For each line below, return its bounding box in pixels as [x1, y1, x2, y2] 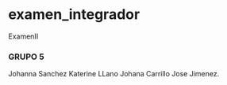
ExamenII [8, 31, 39, 41]
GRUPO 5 [8, 51, 45, 62]
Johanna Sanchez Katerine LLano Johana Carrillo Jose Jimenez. [8, 69, 220, 79]
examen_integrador [8, 6, 140, 24]
